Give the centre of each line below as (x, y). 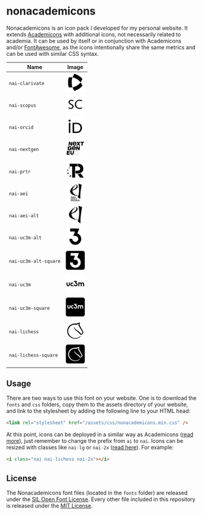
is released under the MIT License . (49, 505)
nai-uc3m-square (29, 308)
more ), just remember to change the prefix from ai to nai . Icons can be (95, 441)
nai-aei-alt (24, 216)
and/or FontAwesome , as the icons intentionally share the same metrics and (101, 47)
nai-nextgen (24, 150)
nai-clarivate (27, 83)
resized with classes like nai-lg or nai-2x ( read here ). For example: (90, 448)
